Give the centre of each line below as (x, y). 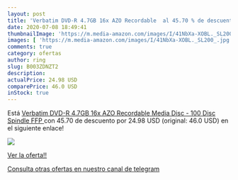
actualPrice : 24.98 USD (42, 80)
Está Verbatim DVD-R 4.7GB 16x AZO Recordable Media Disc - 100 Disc (112, 113)
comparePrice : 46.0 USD (42, 86)
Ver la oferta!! (27, 155)
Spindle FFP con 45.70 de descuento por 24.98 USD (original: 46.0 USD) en (118, 120)
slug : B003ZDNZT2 (33, 67)
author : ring (27, 60)
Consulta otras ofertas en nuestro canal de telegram (84, 169)
